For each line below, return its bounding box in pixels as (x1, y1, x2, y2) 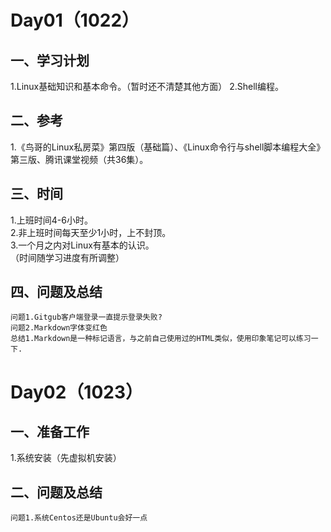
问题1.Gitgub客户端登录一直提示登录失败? (10, 312, 163, 323)
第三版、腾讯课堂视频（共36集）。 (10, 153, 149, 165)
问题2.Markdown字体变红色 (10, 323, 108, 333)
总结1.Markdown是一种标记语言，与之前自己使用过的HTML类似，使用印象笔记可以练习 (10, 334, 312, 344)
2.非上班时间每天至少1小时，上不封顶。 (10, 226, 172, 238)
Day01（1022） (10, 9, 140, 32)
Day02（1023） (10, 381, 144, 403)
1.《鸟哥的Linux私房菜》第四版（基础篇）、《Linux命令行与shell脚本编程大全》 (10, 141, 326, 153)
